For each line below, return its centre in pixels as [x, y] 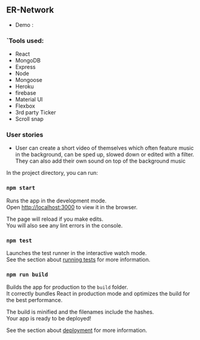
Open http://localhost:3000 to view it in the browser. [72, 207]
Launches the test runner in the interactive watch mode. [77, 253]
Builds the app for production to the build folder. [67, 287]
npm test [19, 240]
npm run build [27, 274]
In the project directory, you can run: [52, 173]
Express [25, 67]
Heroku [24, 87]
